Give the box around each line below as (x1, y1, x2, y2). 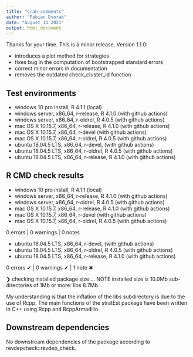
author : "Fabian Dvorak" (6, 14, 67, 20)
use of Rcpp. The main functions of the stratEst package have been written (6, 299, 188, 306)
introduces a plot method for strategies (14, 52, 110, 59)
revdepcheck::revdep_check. (6, 344, 76, 351)
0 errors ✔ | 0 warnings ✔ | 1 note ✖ (6, 264, 93, 271)
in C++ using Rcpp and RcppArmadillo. (6, 305, 100, 312)
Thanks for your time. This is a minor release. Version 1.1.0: (6, 41, 148, 48)
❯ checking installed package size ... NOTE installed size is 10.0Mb (6, 275, 168, 282)
